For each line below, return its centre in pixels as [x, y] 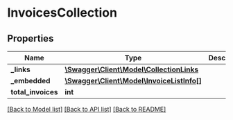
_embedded [31, 81]
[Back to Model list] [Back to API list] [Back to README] [87, 109]
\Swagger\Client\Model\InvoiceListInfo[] [133, 81]
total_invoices [34, 92]
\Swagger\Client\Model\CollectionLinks [132, 69]
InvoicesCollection [62, 13]
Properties [31, 38]
